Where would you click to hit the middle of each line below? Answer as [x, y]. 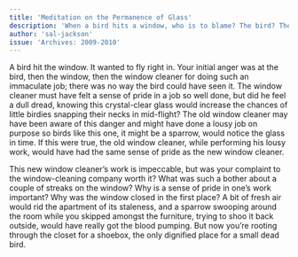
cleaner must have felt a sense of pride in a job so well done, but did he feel [148, 96]
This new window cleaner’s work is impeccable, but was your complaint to [145, 169]
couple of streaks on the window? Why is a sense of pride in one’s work [141, 188]
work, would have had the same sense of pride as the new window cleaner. [147, 152]
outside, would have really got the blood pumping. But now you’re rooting [143, 226]
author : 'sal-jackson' [51, 34]
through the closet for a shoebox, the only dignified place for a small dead [144, 235]
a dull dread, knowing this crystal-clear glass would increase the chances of [149, 105]
